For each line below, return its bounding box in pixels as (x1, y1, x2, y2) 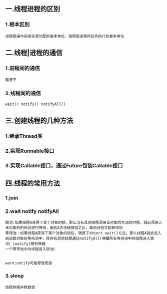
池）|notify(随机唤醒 (5, 241, 46, 246)
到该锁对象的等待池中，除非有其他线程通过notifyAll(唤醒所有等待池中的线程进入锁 (5, 236, 154, 241)
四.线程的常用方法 (5, 179, 60, 188)
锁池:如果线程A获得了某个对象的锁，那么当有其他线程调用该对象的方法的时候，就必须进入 (5, 220, 162, 225)
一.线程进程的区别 (5, 5, 60, 14)
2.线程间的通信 (5, 90, 41, 97)
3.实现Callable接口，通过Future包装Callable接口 (5, 162, 123, 169)
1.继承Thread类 (5, 132, 42, 139)
